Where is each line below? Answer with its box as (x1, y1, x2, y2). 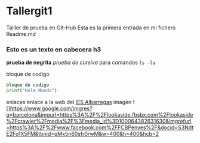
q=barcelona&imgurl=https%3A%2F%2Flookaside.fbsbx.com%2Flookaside (6, 111, 193, 118)
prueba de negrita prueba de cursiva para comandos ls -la (6, 59, 156, 66)
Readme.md (6, 30, 36, 37)
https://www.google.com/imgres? (10, 105, 93, 112)
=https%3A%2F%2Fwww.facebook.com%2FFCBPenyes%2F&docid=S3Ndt (6, 124, 194, 131)
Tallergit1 (6, 4, 53, 18)
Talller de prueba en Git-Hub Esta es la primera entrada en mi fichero (6, 24, 176, 31)
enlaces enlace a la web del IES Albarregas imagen (6, 98, 132, 105)
